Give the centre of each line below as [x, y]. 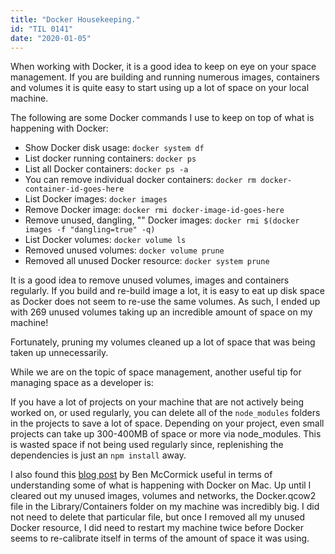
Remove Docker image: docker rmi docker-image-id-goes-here [154, 210]
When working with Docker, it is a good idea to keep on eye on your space [163, 67]
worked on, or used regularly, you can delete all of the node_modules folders [165, 413]
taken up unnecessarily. [59, 353]
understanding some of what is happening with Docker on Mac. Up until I [161, 485]
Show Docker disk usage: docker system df [114, 148]
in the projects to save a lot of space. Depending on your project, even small [167, 423]
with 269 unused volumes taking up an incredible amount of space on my [161, 312]
